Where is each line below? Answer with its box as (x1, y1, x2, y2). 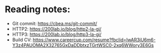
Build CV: (12, 37, 32, 43)
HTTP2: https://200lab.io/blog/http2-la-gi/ (12, 25, 102, 32)
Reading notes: (5, 4, 71, 15)
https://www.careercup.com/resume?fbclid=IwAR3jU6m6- (32, 37, 156, 43)
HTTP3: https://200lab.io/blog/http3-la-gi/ (12, 31, 102, 37)
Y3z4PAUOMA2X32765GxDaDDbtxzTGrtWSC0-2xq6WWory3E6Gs (12, 42, 154, 48)
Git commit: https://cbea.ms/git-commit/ (12, 20, 98, 26)
